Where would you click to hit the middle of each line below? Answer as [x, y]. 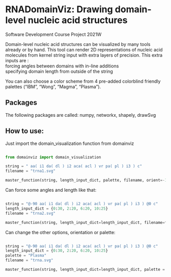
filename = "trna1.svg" [31, 171]
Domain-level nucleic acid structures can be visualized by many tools [78, 44]
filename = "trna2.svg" [31, 213]
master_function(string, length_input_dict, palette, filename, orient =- [85, 180]
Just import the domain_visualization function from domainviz [70, 143]
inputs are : [17, 60]
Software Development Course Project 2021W [53, 34]
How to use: [25, 131]
